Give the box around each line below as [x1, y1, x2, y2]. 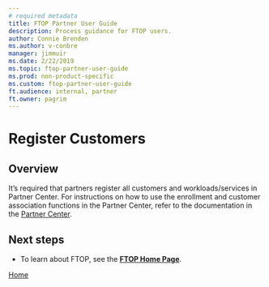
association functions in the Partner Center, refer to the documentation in [8, 200, 253, 211]
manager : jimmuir [8, 49, 67, 58]
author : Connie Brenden [8, 34, 89, 43]
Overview [8, 161, 59, 175]
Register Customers [8, 130, 146, 148]
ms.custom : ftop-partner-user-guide [8, 79, 132, 88]
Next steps [8, 233, 65, 246]
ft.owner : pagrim [8, 95, 67, 103]
